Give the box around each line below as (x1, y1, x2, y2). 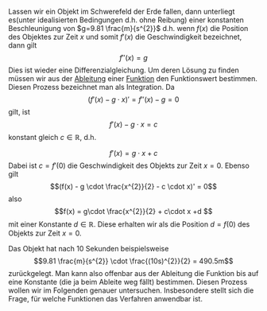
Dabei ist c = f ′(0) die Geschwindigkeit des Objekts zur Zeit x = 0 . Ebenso (8, 161, 250, 170)
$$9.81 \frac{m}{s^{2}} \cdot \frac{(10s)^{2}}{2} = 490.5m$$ (33, 256, 234, 266)
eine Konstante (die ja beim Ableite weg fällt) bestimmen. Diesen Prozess (8, 278, 248, 286)
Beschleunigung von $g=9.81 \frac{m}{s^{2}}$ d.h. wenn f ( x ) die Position (8, 24, 249, 33)
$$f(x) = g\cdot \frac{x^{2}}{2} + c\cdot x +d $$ (54, 207, 213, 216)
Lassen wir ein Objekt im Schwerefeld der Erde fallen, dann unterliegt (8, 7, 235, 16)
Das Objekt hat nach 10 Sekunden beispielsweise (8, 244, 169, 253)
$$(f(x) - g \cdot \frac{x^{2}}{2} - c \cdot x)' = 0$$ (50, 182, 217, 191)
